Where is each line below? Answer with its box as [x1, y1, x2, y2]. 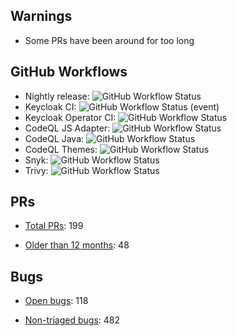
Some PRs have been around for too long [24, 34, 195, 46]
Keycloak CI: [24, 100, 77, 113]
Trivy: [24, 164, 49, 176]
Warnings [10, 8, 73, 25]
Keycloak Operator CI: [24, 111, 117, 123]
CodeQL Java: [24, 132, 85, 144]
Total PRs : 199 [24, 220, 84, 232]
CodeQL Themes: [24, 143, 98, 155]
